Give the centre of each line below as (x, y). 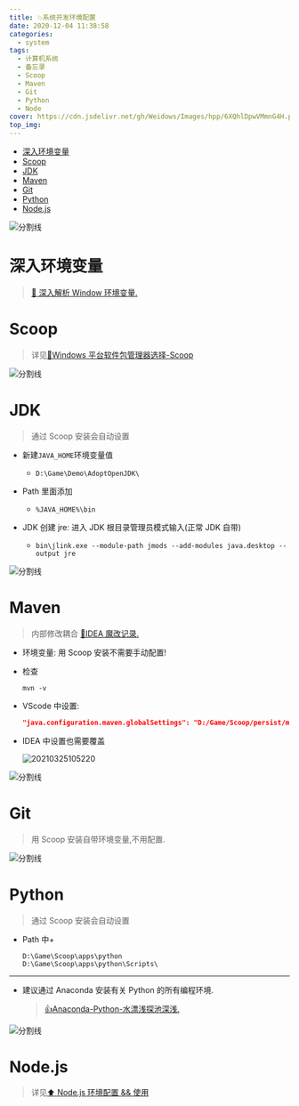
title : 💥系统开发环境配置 (53, 17)
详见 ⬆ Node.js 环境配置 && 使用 (90, 1093)
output (48, 553)
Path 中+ (38, 939)
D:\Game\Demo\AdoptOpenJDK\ (87, 473)
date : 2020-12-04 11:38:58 (59, 26)
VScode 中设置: (51, 706)
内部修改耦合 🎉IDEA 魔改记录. (85, 634)
